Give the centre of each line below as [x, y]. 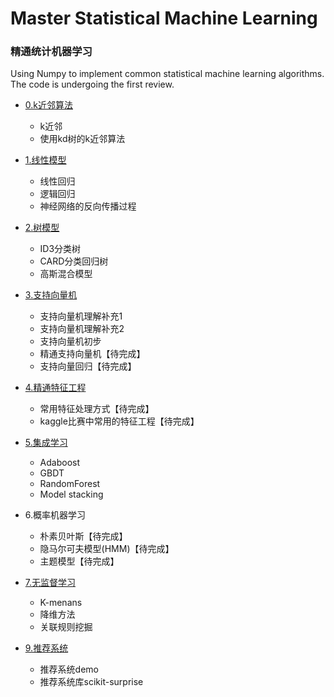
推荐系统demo [69, 669]
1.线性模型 [45, 160]
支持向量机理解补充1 [81, 316]
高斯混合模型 [66, 274]
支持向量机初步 [70, 341]
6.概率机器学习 [55, 515]
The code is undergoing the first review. [92, 84]
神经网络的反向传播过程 [88, 206]
